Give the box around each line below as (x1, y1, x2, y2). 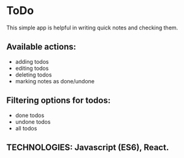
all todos (15, 124, 37, 132)
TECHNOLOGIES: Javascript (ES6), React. (6, 142, 169, 152)
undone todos (15, 118, 51, 126)
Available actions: (6, 42, 77, 52)
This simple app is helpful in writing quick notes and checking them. (6, 24, 178, 31)
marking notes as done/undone (15, 77, 95, 85)
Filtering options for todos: (6, 96, 111, 106)
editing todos (15, 64, 49, 72)
